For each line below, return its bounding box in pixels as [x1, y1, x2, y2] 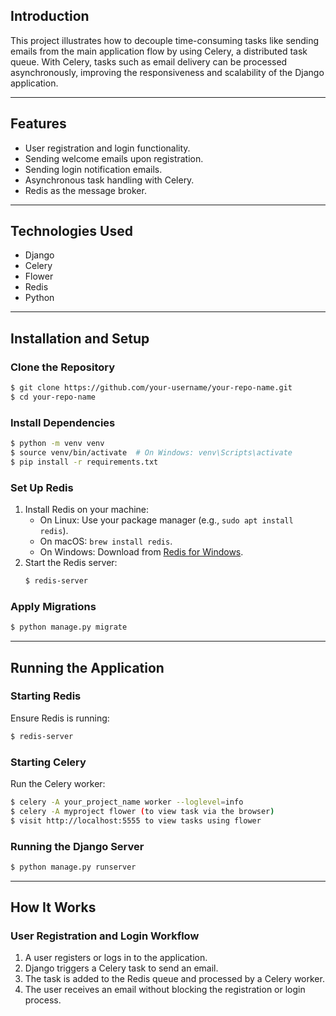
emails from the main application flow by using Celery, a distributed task [10, 45, 308, 57]
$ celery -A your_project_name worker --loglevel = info [10, 797, 244, 807]
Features [10, 115, 67, 133]
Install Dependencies [10, 415, 116, 429]
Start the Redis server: [24, 557, 118, 569]
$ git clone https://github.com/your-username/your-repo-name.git [10, 383, 293, 393]
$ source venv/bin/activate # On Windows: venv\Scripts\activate [10, 448, 293, 458]
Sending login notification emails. [24, 163, 163, 175]
